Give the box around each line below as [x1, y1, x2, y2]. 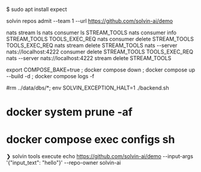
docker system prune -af [6, 105, 133, 119]
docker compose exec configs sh [6, 133, 175, 147]
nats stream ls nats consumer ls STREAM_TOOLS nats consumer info [6, 29, 177, 36]
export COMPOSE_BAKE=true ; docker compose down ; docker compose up [6, 66, 196, 73]
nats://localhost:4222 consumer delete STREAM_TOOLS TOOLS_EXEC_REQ [6, 48, 194, 55]
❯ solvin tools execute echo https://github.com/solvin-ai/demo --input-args [6, 153, 194, 160]
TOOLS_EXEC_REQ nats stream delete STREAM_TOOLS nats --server [6, 42, 178, 49]
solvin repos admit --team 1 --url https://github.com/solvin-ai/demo [6, 17, 173, 24]
